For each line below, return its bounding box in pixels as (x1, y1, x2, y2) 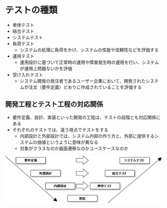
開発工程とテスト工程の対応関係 (5, 100, 103, 108)
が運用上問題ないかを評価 (19, 65, 73, 71)
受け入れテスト (12, 72, 43, 78)
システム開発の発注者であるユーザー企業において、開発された (19, 78, 146, 84)
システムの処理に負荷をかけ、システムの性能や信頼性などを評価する (19, 47, 159, 53)
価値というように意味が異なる (37, 139, 98, 145)
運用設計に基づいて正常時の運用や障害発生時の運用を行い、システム (19, 59, 159, 65)
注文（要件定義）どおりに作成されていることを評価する (28, 84, 142, 90)
